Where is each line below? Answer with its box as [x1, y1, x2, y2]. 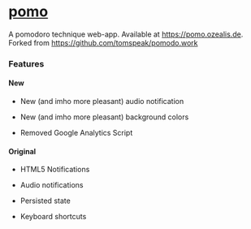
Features [8, 58, 45, 69]
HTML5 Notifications [19, 165, 90, 175]
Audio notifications [19, 180, 84, 190]
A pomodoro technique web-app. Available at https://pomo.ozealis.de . [8, 29, 244, 39]
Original [8, 146, 37, 156]
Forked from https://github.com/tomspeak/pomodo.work [8, 37, 198, 47]
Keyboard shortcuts [19, 212, 87, 222]
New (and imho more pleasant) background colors [19, 112, 189, 122]
